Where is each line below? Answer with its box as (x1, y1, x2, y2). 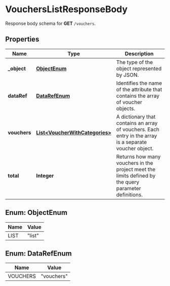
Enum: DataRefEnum (5, 249, 72, 258)
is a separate (116, 138, 147, 146)
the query (116, 178, 140, 186)
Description (124, 50, 154, 57)
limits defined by (116, 172, 156, 179)
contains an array (116, 119, 158, 126)
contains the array (116, 92, 159, 99)
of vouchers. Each (116, 126, 159, 133)
